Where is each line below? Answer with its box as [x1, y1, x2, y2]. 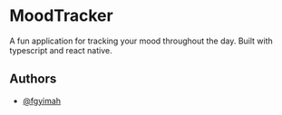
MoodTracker [9, 5, 113, 26]
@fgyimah [22, 95, 62, 106]
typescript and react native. [9, 44, 112, 55]
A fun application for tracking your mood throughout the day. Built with [9, 35, 274, 46]
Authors [9, 72, 57, 87]
